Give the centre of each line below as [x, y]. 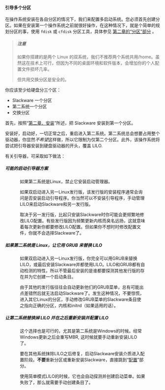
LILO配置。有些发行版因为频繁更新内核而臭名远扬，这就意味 [84, 221]
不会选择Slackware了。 [60, 233]
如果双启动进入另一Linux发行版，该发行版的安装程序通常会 [79, 192]
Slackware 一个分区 [32, 100]
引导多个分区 [18, 7]
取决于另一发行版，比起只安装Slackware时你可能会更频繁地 [80, 215]
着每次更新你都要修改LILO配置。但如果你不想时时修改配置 [78, 227]
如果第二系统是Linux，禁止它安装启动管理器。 [66, 182]
